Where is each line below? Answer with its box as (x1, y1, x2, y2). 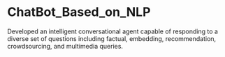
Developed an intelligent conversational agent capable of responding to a (7, 27, 219, 35)
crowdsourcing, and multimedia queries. (7, 42, 124, 50)
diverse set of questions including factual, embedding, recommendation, (7, 34, 217, 42)
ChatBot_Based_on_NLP (7, 4, 151, 20)
